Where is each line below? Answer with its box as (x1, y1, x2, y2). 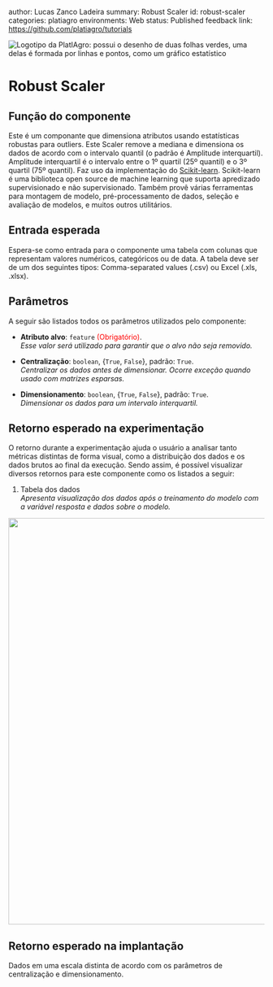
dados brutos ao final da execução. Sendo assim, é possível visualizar (8, 460, 243, 470)
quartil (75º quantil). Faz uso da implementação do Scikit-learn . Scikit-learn (8, 166, 261, 175)
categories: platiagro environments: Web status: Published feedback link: (8, 15, 253, 25)
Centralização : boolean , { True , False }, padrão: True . (19, 356, 194, 366)
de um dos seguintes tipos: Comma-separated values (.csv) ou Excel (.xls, (8, 262, 258, 272)
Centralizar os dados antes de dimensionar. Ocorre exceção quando (19, 365, 251, 375)
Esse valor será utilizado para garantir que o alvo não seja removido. (19, 341, 253, 350)
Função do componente (8, 109, 132, 123)
